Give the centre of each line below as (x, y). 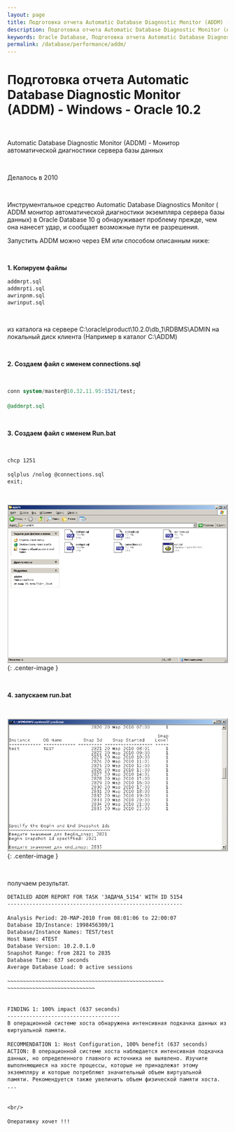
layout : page (26, 15)
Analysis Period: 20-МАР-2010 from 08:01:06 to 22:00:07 (92, 918)
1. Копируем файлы (37, 268)
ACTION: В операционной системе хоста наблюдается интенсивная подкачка (115, 1051)
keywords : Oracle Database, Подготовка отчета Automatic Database (106, 37)
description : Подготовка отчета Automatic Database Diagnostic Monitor (114, 29)
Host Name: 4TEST (33, 939)
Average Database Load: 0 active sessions (70, 967)
